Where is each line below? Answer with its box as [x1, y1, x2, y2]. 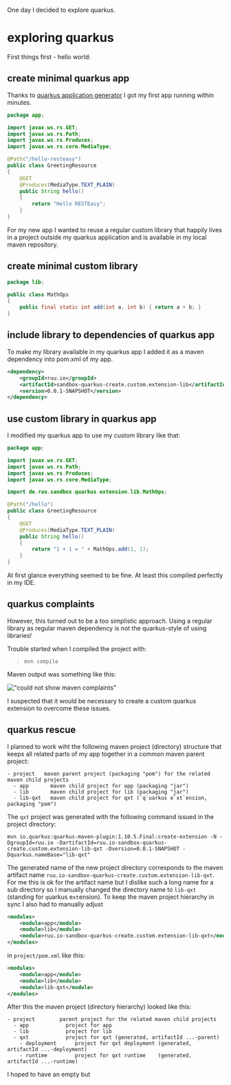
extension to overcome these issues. [7, 704, 111, 712]
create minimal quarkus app [7, 72, 129, 85]
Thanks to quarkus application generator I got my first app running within [7, 91, 214, 99]
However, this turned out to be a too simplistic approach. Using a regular [7, 617, 212, 625]
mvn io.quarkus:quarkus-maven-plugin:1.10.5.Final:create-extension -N [7, 833, 217, 840]
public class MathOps [7, 291, 69, 298]
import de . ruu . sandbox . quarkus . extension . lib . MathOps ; [7, 488, 168, 495]
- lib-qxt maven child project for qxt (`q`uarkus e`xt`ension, [13, 794, 208, 801]
